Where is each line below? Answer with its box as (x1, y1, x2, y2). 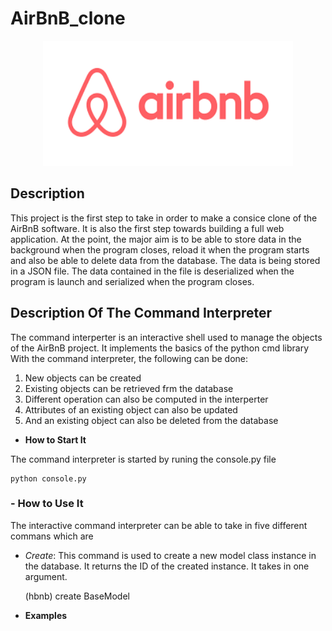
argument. (24, 570, 68, 582)
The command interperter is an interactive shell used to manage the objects (10, 331, 323, 343)
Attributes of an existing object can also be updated (24, 403, 238, 416)
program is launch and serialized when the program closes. (10, 275, 255, 287)
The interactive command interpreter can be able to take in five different (10, 519, 308, 531)
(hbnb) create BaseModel (24, 590, 130, 602)
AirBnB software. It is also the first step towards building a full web (10, 222, 285, 234)
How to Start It (24, 433, 87, 446)
